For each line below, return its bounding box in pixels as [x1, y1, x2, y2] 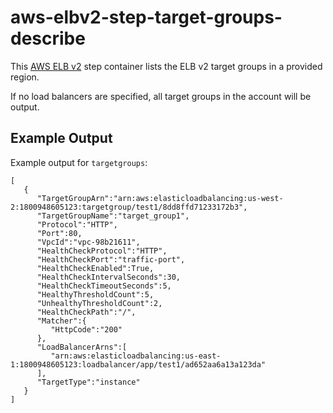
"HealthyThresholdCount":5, [36, 289, 155, 300]
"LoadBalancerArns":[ [36, 342, 128, 352]
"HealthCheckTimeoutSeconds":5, [36, 281, 172, 291]
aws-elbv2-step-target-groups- [10, 6, 283, 29]
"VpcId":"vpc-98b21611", [36, 237, 141, 247]
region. [10, 71, 40, 83]
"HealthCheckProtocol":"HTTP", [36, 246, 168, 256]
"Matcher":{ [36, 316, 87, 326]
